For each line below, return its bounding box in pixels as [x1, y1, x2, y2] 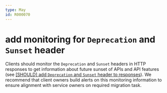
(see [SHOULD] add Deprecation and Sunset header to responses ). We [5, 71, 151, 78]
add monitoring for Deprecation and [5, 34, 155, 45]
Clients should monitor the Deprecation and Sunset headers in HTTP [5, 61, 146, 67]
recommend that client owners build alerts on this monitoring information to [5, 77, 162, 83]
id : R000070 [5, 12, 30, 17]
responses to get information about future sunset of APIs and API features [5, 66, 159, 72]
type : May [5, 7, 26, 13]
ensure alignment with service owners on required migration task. [5, 82, 142, 88]
